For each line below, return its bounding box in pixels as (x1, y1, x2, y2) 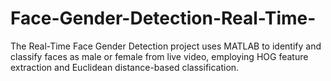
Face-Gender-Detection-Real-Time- (10, 7, 317, 30)
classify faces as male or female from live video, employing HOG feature (10, 50, 309, 62)
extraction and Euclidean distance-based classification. (10, 61, 240, 73)
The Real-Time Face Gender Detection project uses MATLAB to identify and (10, 40, 322, 52)
